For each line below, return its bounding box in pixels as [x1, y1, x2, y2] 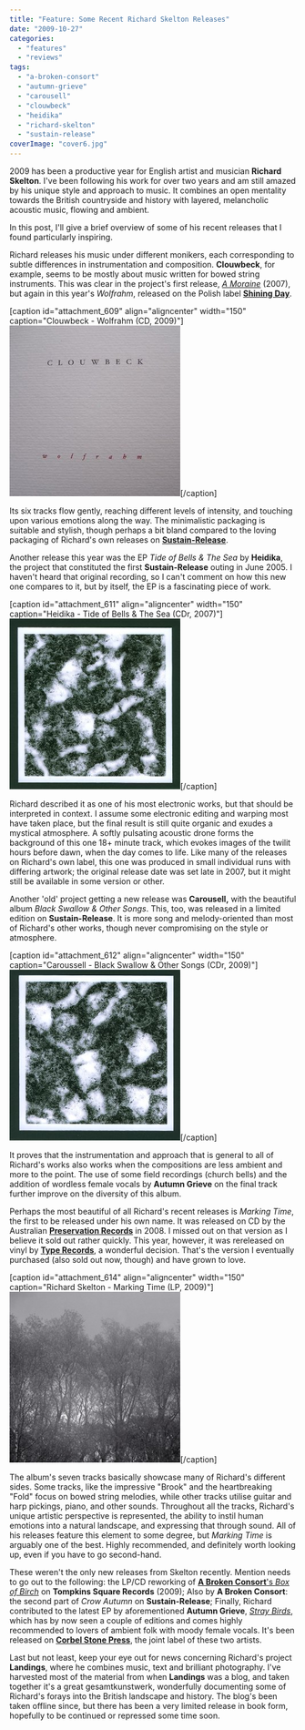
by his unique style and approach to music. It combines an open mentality [9, 185, 287, 196]
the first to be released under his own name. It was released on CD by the [9, 1216, 286, 1226]
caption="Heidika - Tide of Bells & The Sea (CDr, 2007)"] [9, 608, 223, 619]
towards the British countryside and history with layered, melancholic [9, 195, 269, 205]
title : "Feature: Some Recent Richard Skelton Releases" [9, 15, 230, 24]
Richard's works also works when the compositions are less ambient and [9, 1159, 283, 1170]
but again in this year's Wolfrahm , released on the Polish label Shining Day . [9, 288, 293, 299]
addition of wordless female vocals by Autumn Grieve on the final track [9, 1179, 278, 1189]
